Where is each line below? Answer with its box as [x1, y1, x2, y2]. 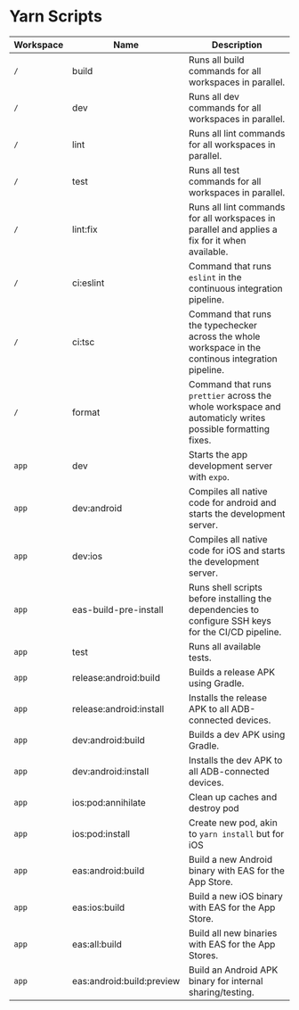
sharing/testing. [188, 986, 255, 998]
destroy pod [188, 801, 239, 814]
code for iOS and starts [188, 544, 286, 557]
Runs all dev [188, 90, 240, 103]
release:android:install [72, 702, 165, 715]
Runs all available [188, 640, 261, 652]
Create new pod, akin [188, 816, 278, 829]
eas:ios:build [72, 901, 125, 914]
